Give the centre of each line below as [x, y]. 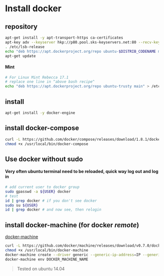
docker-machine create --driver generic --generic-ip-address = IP [73, 255]
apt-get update [20, 56]
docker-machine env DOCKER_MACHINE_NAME [47, 259]
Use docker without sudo [44, 159]
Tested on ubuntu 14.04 [41, 269]
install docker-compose [42, 128]
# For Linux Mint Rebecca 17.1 [37, 77]
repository [21, 27]
